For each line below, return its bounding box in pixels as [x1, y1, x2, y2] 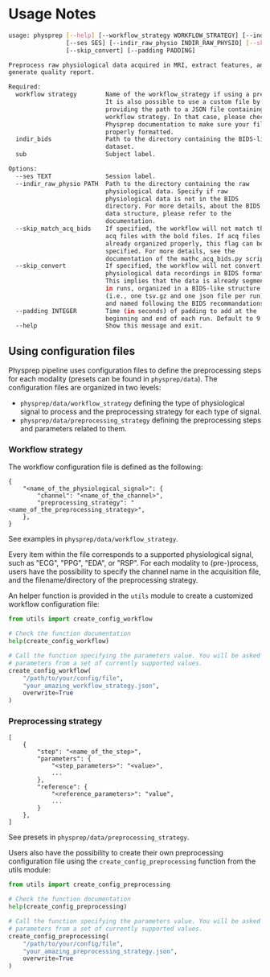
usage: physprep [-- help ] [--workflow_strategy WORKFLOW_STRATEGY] [8, 31, 239, 39]
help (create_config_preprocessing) [8, 903, 128, 911]
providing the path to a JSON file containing [105, 105, 264, 113]
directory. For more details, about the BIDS [105, 202, 261, 210]
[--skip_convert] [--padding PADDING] [65, 46, 196, 55]
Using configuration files [8, 344, 135, 358]
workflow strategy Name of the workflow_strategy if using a [15, 90, 250, 99]
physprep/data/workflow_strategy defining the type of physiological [19, 398, 245, 408]
